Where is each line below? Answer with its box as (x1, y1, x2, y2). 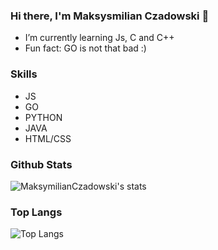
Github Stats (10, 157, 73, 171)
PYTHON (24, 111, 63, 123)
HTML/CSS (24, 132, 72, 144)
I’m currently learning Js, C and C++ (24, 32, 175, 44)
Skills (10, 67, 38, 81)
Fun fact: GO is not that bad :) (24, 42, 147, 54)
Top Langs (10, 205, 63, 219)
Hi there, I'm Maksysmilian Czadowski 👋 (10, 9, 210, 23)
